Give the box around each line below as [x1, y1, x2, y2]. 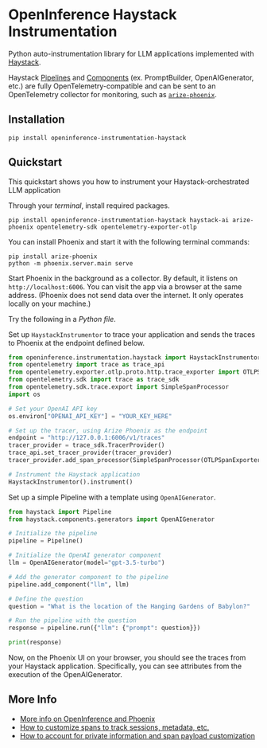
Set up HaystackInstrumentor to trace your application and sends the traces [8, 329, 256, 339]
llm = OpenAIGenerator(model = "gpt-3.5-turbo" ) [8, 559, 165, 567]
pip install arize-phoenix [8, 253, 98, 260]
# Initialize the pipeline [8, 530, 98, 538]
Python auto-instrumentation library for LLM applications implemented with [8, 49, 254, 58]
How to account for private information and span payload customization [19, 730, 256, 740]
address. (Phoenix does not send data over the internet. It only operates [8, 290, 244, 300]
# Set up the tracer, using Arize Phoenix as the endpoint [8, 426, 208, 435]
